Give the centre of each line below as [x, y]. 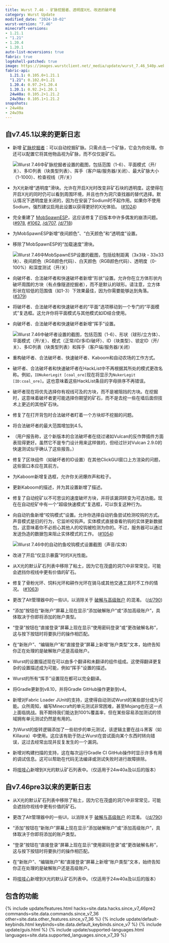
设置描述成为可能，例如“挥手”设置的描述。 [65, 668]
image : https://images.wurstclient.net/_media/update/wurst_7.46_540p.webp [86, 66]
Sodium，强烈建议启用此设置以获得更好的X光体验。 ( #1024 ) [75, 206]
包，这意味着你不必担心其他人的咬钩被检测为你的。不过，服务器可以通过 [87, 527]
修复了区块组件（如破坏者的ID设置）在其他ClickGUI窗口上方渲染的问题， [88, 459]
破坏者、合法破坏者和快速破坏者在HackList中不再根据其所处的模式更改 [86, 368]
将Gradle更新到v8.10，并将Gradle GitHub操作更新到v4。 [71, 689]
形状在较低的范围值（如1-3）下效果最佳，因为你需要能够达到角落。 [82, 290]
